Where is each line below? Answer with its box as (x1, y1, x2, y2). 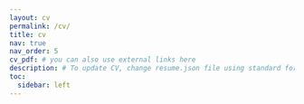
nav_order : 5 (9, 47, 59, 56)
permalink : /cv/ (9, 22, 71, 31)
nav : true (9, 38, 47, 48)
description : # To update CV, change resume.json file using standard (9, 64, 281, 73)
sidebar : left (17, 80, 71, 90)
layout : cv (9, 13, 51, 23)
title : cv (9, 30, 47, 39)
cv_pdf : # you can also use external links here (9, 55, 196, 64)
